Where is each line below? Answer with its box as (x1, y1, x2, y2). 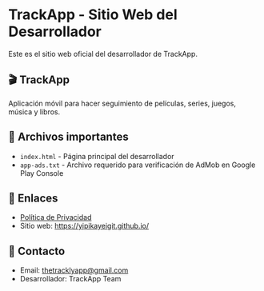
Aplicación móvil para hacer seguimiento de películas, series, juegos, (8, 98, 236, 108)
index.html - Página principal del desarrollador (19, 151, 174, 161)
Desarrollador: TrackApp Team (19, 274, 122, 284)
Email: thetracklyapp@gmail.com (19, 265, 129, 275)
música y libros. (8, 106, 61, 117)
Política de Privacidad (19, 213, 92, 222)
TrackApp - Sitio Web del (8, 6, 178, 24)
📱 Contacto (8, 244, 66, 257)
